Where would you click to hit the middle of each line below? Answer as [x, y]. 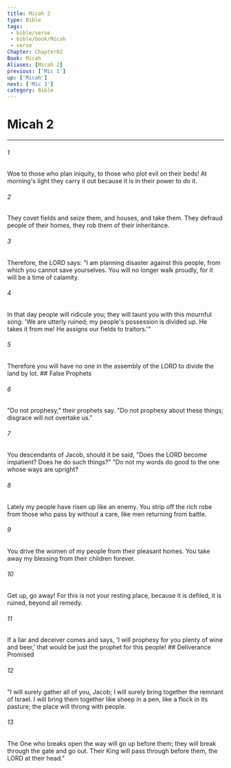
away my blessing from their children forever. [71, 558]
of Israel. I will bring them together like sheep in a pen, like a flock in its [108, 699]
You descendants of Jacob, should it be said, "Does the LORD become [107, 455]
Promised [21, 654]
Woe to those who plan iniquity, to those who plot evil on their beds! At [107, 174]
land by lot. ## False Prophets [49, 373]
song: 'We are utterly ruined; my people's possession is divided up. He [107, 322]
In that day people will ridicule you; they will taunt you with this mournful [109, 314]
